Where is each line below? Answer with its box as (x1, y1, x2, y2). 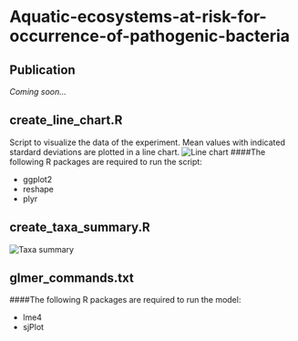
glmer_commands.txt (9, 271, 134, 286)
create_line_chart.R (9, 112, 123, 129)
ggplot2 (22, 173, 53, 184)
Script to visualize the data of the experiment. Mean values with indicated (9, 137, 285, 148)
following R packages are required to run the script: (9, 156, 202, 167)
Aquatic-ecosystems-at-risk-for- (9, 6, 267, 27)
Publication (9, 62, 76, 77)
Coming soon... (9, 87, 67, 97)
